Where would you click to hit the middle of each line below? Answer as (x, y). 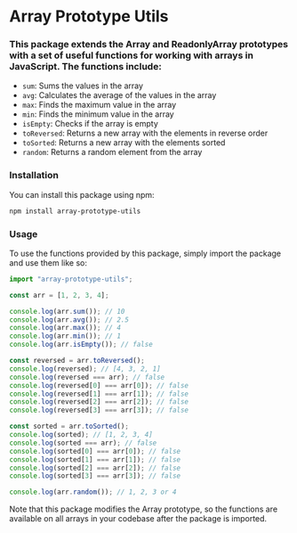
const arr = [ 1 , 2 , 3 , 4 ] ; (59, 295)
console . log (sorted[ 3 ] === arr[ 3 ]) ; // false (95, 476)
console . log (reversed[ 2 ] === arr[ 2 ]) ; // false (99, 402)
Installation (34, 176)
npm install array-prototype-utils (75, 211)
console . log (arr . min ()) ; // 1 (65, 336)
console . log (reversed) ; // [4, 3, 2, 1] (85, 369)
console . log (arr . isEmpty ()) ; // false (81, 345)
